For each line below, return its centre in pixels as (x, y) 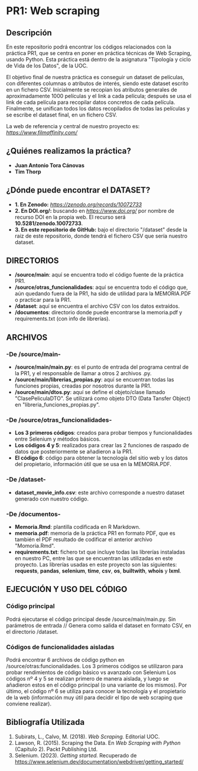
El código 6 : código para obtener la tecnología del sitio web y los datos (101, 458)
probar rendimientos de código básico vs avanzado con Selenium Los (91, 672)
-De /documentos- (33, 514)
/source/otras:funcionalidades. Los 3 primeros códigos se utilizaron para (95, 666)
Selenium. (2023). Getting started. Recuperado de (76, 755)
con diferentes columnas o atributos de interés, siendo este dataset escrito (98, 83)
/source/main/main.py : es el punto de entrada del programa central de (102, 367)
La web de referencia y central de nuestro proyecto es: (73, 126)
